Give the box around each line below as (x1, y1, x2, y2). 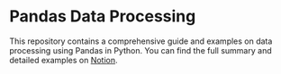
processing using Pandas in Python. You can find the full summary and (9, 45, 272, 55)
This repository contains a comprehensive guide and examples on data (9, 36, 273, 46)
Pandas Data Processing (9, 6, 196, 27)
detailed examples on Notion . (9, 54, 119, 65)
